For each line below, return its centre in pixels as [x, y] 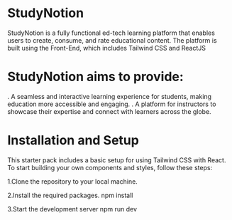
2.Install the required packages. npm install [70, 195]
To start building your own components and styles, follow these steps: [110, 167]
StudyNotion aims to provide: [96, 77]
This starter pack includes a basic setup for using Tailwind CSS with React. [117, 160]
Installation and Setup [73, 141]
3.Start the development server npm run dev [72, 209]
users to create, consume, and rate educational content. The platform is [112, 40]
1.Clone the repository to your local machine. [73, 181]
